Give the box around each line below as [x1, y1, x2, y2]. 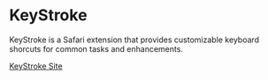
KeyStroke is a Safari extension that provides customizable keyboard [9, 34, 259, 45]
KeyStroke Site [9, 61, 64, 71]
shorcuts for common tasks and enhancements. [9, 43, 184, 54]
